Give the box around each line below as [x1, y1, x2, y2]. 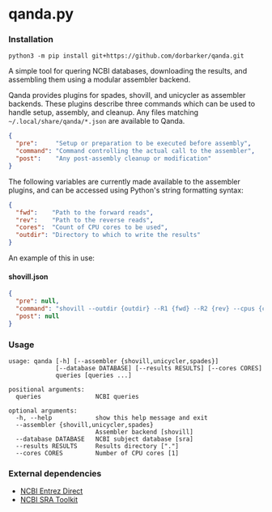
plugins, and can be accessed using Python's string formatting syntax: [8, 185, 244, 195]
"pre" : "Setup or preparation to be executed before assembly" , [15, 139, 252, 148]
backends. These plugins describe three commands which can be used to [8, 99, 256, 109]
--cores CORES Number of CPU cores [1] [15, 449, 180, 457]
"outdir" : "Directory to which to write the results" [15, 231, 201, 239]
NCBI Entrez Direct [19, 486, 83, 496]
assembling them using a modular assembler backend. [8, 74, 191, 85]
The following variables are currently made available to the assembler [8, 176, 241, 186]
